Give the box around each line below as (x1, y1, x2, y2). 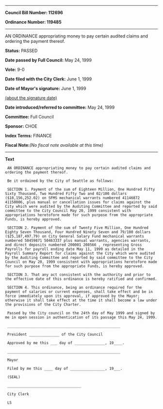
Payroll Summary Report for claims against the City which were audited (5, 251, 155, 256)
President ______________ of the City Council (7, 332, 103, 337)
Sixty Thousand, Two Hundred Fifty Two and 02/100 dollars (5, 191, 127, 196)
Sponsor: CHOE (5, 123, 37, 129)
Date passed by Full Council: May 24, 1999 (5, 57, 92, 63)
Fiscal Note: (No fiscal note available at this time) (5, 142, 103, 148)
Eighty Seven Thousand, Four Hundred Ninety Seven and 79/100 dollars (5, 230, 151, 234)
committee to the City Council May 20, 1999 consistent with (5, 208, 131, 213)
